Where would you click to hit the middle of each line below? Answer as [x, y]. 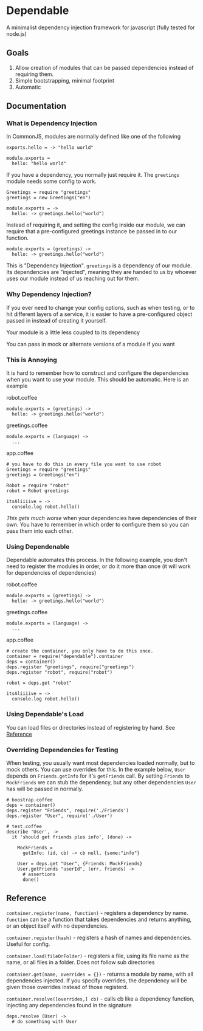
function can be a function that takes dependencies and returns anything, [99, 919]
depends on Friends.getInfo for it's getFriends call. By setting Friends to [98, 776]
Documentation [36, 106]
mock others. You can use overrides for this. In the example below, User [96, 769]
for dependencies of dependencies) [51, 573]
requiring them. [34, 74]
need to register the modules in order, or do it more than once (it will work [98, 566]
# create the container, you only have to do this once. [80, 651]
